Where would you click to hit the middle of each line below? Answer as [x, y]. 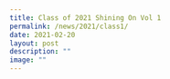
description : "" [40, 52]
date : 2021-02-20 [42, 35]
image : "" [28, 60]
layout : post [34, 43]
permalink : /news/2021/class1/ [69, 26]
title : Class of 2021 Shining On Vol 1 [85, 18]
